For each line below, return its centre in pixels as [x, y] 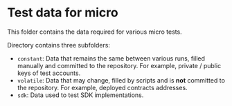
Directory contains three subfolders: [59, 45]
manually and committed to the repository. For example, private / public [119, 65]
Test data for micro [63, 13]
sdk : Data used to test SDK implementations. [80, 95]
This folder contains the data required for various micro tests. [95, 32]
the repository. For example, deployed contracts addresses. [102, 87]
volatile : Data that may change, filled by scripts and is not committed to [121, 80]
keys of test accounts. [49, 73]
